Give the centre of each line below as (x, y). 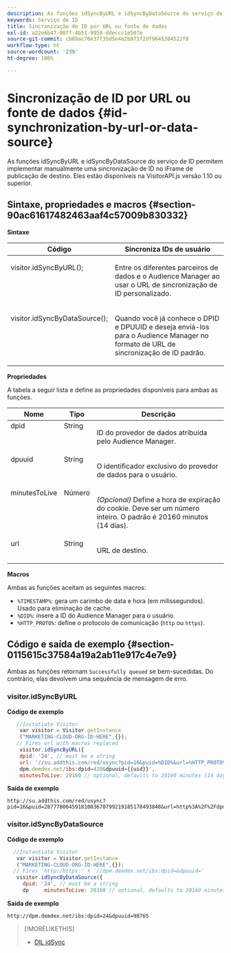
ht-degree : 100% (30, 58)
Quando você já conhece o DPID (167, 318)
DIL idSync (49, 942)
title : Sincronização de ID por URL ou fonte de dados (87, 26)
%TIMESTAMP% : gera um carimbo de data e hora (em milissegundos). (111, 601)
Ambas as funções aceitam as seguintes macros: (77, 587)
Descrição (158, 414)
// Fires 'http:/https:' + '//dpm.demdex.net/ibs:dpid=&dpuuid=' (109, 871)
